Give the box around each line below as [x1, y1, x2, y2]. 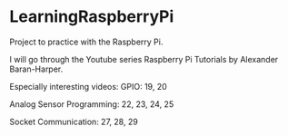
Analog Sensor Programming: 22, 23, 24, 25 [9, 98, 174, 110]
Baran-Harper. [9, 63, 64, 74]
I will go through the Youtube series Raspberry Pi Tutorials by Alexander [9, 53, 279, 64]
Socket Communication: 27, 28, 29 [9, 116, 138, 127]
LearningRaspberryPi [9, 6, 174, 27]
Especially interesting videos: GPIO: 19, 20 [9, 81, 167, 92]
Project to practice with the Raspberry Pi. [9, 36, 164, 47]
